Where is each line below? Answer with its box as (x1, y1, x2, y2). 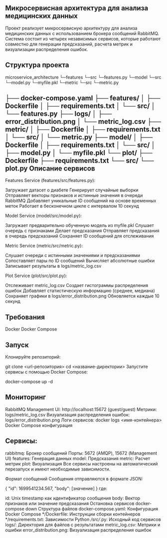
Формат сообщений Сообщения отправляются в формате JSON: (5, 475, 143, 481)
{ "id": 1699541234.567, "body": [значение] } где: (5, 485, 108, 491)
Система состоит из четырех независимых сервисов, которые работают (5, 35, 161, 41)
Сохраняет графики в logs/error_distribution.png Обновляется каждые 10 (5, 293, 160, 299)
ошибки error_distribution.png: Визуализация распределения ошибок (5, 527, 152, 533)
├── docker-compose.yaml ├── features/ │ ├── (5, 94, 161, 102)
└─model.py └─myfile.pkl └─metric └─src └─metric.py (5, 79, 119, 85)
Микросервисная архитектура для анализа (5, 4, 149, 12)
